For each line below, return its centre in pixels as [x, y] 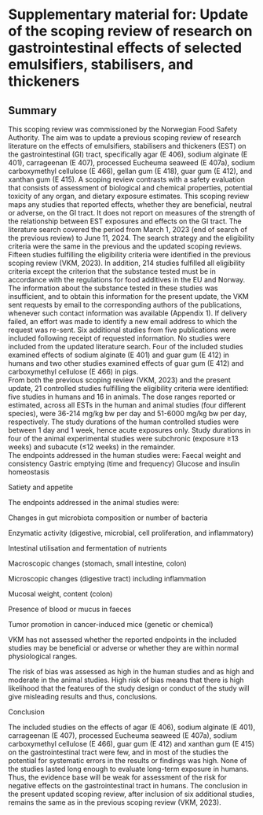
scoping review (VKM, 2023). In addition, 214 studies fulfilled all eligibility [127, 263]
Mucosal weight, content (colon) [60, 594]
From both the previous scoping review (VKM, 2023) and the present [120, 380]
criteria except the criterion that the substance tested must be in [112, 271]
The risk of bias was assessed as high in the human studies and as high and [131, 671]
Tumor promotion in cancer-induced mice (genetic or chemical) [111, 624]
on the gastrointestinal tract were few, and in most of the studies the [119, 752]
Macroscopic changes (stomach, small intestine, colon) [97, 563]
